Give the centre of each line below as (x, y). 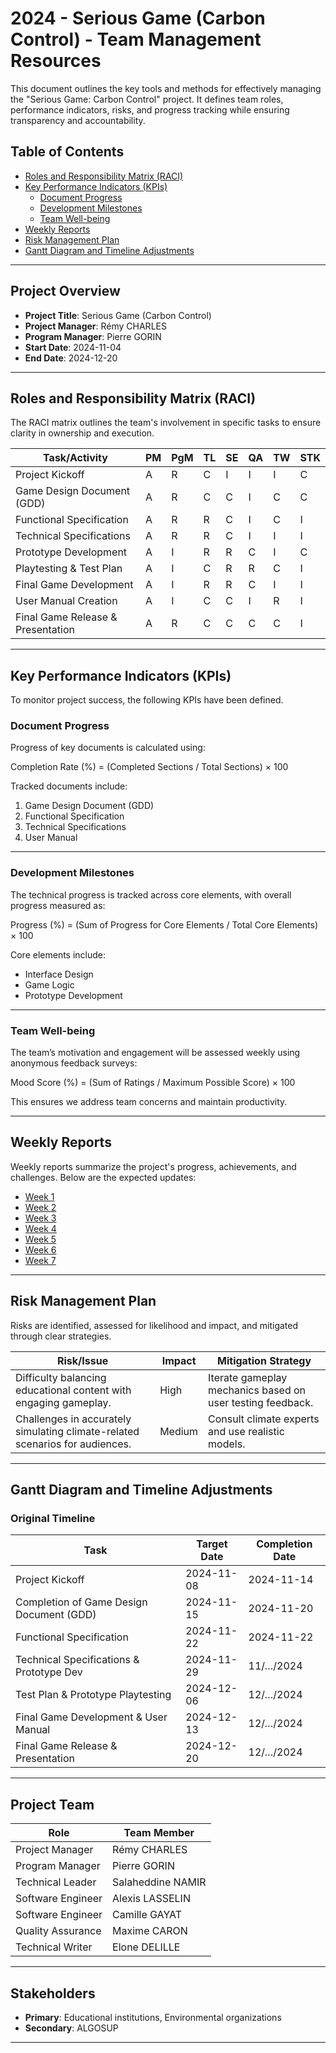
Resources (56, 61)
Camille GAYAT (147, 1915)
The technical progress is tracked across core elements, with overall (151, 894)
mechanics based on (257, 1390)
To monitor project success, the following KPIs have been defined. (147, 700)
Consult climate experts (264, 1419)
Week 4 (40, 1228)
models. (227, 1444)
